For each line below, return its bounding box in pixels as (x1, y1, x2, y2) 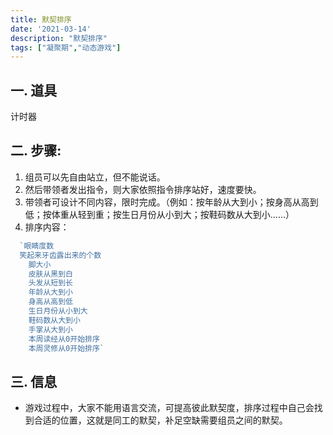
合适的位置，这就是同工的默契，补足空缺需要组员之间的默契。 (33, 414, 288, 426)
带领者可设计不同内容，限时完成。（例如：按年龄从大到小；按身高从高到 (24, 196, 319, 208)
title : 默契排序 (10, 14, 72, 25)
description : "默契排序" (10, 33, 108, 43)
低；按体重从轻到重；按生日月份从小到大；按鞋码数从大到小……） (24, 208, 295, 220)
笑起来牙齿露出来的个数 (19, 250, 102, 260)
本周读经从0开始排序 (28, 334, 100, 344)
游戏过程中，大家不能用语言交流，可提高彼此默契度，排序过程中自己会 (24, 402, 315, 414)
